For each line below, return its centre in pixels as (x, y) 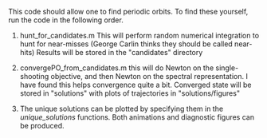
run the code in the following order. (66, 20)
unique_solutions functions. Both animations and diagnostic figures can (137, 117)
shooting (34, 76)
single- (227, 68)
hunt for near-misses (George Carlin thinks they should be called (126, 44)
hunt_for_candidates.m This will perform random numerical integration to (139, 35)
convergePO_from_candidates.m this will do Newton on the (117, 68)
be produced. (42, 126)
